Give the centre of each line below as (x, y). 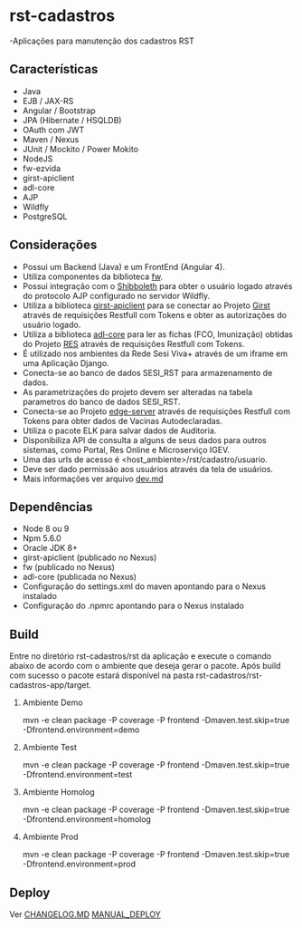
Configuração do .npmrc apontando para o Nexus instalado (133, 606)
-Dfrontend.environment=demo (81, 730)
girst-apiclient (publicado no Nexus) (90, 557)
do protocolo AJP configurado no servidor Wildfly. (116, 295)
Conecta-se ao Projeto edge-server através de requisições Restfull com (156, 411)
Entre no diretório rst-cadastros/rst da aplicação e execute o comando (141, 656)
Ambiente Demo (52, 702)
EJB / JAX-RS (48, 101)
